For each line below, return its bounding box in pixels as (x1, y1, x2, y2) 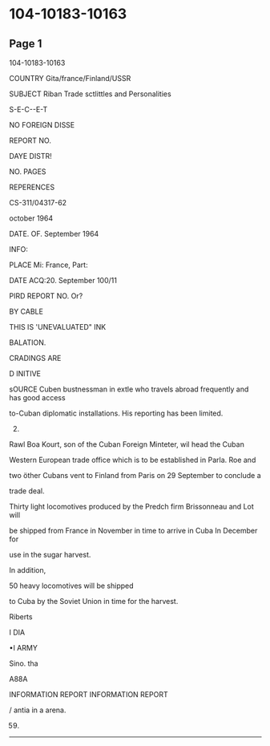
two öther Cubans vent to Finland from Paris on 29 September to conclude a (9, 471, 261, 480)
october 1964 (9, 213, 54, 223)
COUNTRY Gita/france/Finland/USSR (9, 74, 131, 83)
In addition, (9, 566, 46, 574)
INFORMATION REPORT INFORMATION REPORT (9, 690, 168, 699)
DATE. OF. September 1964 (9, 229, 99, 238)
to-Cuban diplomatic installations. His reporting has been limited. (9, 408, 224, 418)
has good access (9, 393, 66, 402)
